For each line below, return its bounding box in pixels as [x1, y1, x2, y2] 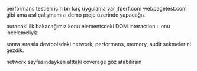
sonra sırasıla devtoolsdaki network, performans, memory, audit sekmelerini [6, 41, 191, 47]
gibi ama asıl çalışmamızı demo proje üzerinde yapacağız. [6, 11, 147, 18]
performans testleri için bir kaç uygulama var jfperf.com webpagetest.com [6, 5, 188, 12]
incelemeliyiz [6, 29, 38, 36]
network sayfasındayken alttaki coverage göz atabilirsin [6, 59, 142, 65]
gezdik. [6, 47, 24, 54]
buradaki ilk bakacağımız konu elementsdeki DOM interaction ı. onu [6, 23, 170, 30]
